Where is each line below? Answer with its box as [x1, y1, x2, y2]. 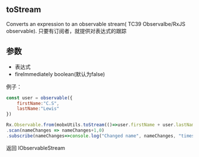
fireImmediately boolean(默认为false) [14, 70, 105, 77]
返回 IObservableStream [6, 144, 65, 151]
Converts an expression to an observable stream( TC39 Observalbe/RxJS [6, 20, 185, 27]
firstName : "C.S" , [17, 100, 60, 106]
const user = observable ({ [6, 94, 73, 101]
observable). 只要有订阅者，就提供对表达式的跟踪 [6, 27, 127, 34]
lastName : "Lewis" [17, 106, 60, 112]
